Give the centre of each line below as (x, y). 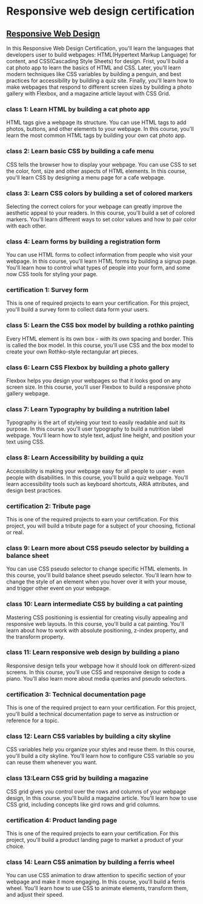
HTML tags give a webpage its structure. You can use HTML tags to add (96, 122)
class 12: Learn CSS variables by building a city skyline (88, 736)
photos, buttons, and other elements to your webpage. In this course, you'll (100, 129)
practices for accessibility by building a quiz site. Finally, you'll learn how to (100, 81)
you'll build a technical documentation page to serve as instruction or (93, 714)
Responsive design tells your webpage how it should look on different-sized (101, 666)
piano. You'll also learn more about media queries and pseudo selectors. (97, 678)
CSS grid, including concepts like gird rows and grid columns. (83, 804)
